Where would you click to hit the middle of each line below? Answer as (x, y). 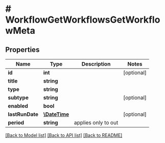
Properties (22, 49)
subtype (18, 98)
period (16, 122)
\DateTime (56, 114)
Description (96, 64)
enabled (18, 106)
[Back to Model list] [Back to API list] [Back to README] (64, 135)
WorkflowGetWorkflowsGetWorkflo (83, 20)
